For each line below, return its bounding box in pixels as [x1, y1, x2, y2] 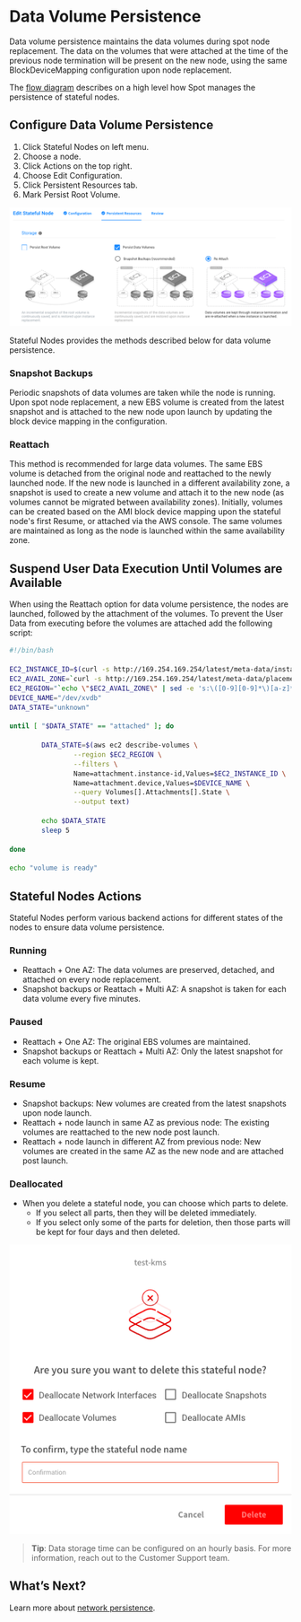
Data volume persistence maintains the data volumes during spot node [9, 36, 271, 47]
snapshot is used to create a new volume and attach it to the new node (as [9, 487, 285, 498]
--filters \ [73, 759, 118, 768]
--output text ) [73, 797, 130, 807]
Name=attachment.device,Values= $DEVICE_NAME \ [73, 778, 251, 787]
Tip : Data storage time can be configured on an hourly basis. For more [30, 1543, 292, 1554]
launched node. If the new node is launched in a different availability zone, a [9, 478, 290, 488]
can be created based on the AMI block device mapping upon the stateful [9, 506, 281, 517]
